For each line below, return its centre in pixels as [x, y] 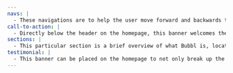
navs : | [18, 14]
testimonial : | [29, 53]
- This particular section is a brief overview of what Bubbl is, [111, 46]
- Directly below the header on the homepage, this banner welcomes [114, 33]
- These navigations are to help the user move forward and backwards [118, 20]
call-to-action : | [34, 26]
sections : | [24, 40]
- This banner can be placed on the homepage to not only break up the [119, 59]
